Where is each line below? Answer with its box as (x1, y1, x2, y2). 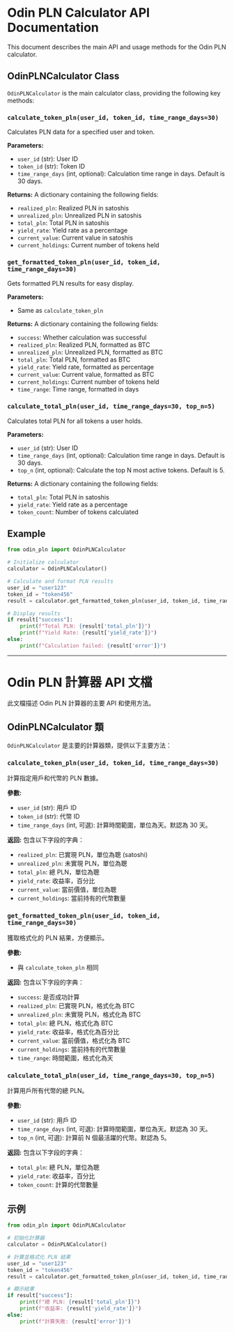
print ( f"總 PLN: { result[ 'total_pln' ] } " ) (19, 1299, 141, 1306)
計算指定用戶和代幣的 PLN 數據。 (7, 773, 102, 782)
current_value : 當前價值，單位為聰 (17, 885, 117, 893)
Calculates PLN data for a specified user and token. (7, 127, 155, 137)
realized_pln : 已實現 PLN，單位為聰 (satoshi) (17, 850, 148, 858)
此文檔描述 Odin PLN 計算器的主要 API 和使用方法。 (7, 699, 155, 707)
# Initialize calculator (7, 559, 79, 566)
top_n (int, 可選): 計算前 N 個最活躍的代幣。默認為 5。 (17, 1133, 171, 1142)
